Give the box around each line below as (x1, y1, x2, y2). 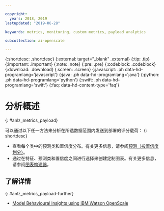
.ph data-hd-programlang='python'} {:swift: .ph (5, 77, 101, 83)
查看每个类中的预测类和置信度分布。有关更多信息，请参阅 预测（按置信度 (12, 143, 159, 149)
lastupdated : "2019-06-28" (5, 21, 60, 26)
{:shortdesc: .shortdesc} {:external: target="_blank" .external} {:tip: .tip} (5, 56, 150, 62)
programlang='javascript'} (5, 72, 58, 78)
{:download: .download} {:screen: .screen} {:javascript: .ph (5, 67, 124, 73)
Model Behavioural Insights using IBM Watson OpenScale (12, 200, 129, 206)
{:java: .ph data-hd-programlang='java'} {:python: (58, 72, 160, 78)
